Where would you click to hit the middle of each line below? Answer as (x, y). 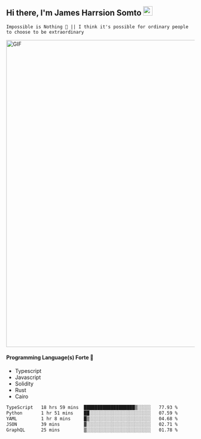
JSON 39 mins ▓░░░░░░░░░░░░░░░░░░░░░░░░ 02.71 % (92, 424)
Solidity (24, 384)
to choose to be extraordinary (45, 32)
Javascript (28, 377)
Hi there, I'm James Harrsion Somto (74, 13)
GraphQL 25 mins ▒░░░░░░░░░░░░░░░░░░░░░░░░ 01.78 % (92, 430)
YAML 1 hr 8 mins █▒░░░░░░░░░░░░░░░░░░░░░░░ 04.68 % (92, 419)
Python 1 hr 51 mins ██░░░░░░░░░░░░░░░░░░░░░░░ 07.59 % (92, 413)
